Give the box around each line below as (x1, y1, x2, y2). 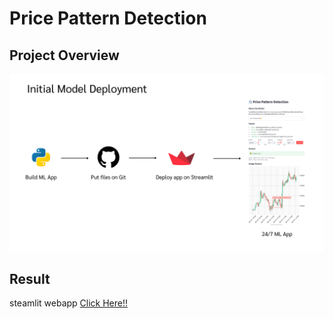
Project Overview (9, 47, 120, 64)
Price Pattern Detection (9, 7, 207, 30)
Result (9, 270, 51, 287)
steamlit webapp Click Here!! (9, 297, 129, 309)
